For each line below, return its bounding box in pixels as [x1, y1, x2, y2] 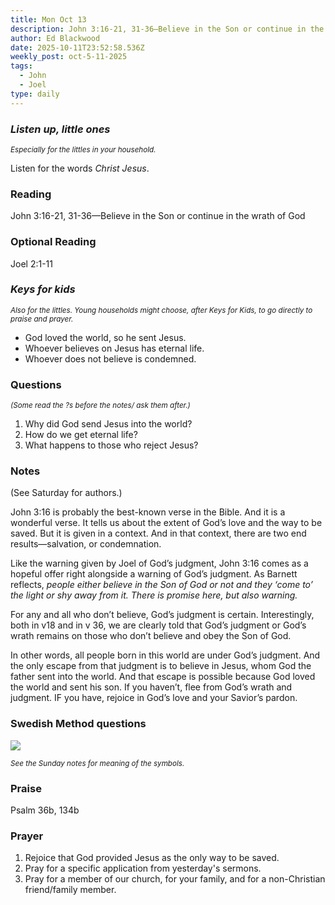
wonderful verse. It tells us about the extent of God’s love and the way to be [10, 517, 323, 529]
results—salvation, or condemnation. [10, 538, 162, 550]
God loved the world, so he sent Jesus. [24, 331, 187, 343]
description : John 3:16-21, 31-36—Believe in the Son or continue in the [10, 24, 325, 34]
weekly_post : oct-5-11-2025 [10, 52, 128, 62]
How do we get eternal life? [24, 429, 138, 441]
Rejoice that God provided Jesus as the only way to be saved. [24, 852, 280, 864]
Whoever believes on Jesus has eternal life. [24, 342, 205, 354]
